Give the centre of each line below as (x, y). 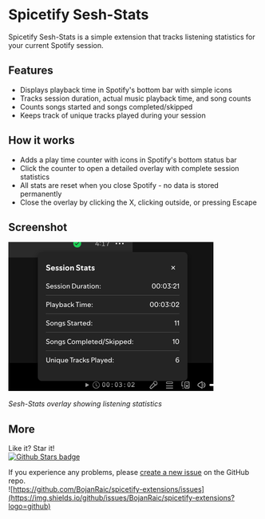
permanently (41, 194)
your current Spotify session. (56, 45)
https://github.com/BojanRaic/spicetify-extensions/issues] (109, 489)
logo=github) (30, 506)
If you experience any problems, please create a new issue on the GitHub (129, 473)
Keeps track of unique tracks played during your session (113, 115)
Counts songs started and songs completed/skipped (106, 106)
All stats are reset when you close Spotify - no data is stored (119, 185)
